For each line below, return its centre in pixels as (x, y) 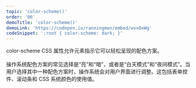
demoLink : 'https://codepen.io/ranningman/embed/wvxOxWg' (79, 28)
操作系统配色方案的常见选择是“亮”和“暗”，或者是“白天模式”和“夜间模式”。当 (98, 65)
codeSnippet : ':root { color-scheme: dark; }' (65, 33)
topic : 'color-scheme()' (37, 11)
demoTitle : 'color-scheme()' (42, 22)
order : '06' (21, 17)
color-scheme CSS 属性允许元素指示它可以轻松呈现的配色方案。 (84, 51)
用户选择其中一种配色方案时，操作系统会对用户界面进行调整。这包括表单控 (97, 72)
